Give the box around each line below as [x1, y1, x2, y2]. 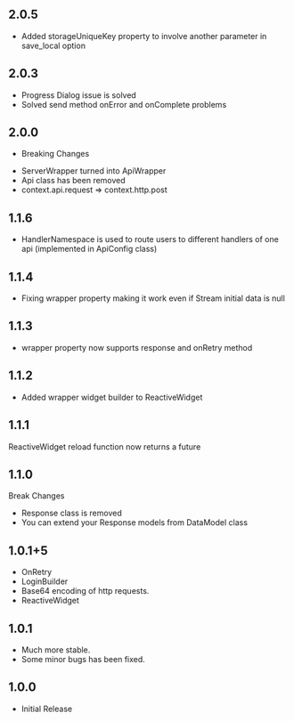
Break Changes [8, 490, 65, 501]
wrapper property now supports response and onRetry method [20, 342, 253, 352]
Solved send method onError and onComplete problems [20, 99, 227, 109]
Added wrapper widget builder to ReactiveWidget [20, 392, 203, 402]
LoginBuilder [20, 576, 69, 587]
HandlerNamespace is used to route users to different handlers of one [20, 234, 280, 245]
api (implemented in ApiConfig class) [20, 244, 158, 255]
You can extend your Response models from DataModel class [20, 517, 249, 528]
